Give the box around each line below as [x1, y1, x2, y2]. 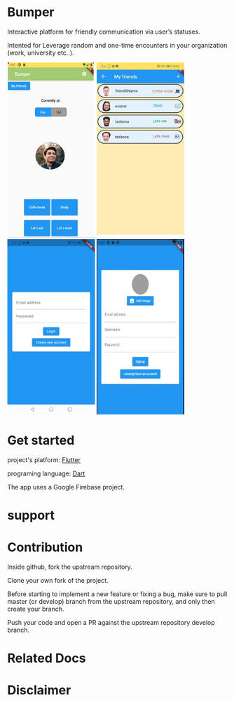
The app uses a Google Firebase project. [7, 482, 125, 491]
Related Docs [7, 650, 86, 666]
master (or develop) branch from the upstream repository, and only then [7, 598, 215, 605]
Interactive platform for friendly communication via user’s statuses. [7, 27, 201, 36]
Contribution [7, 539, 83, 555]
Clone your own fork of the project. [7, 576, 109, 584]
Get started [7, 433, 75, 449]
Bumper [7, 4, 55, 20]
